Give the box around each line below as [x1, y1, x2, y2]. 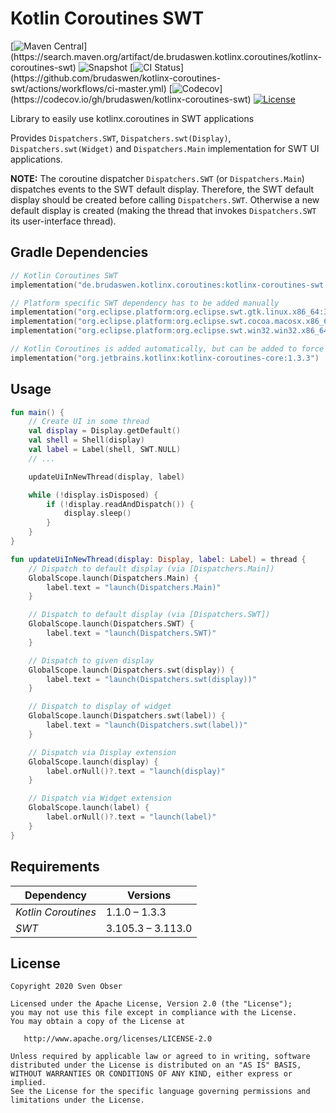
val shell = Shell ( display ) [28, 435, 145, 446]
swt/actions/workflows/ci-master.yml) [10, 82, 167, 94]
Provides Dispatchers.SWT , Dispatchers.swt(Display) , [10, 132, 232, 144]
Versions [127, 888, 172, 902]
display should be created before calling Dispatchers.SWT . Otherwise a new [10, 193, 320, 206]
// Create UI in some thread [28, 417, 150, 427]
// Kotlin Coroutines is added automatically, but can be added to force [10, 344, 325, 354]
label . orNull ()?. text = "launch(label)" [46, 812, 217, 822]
